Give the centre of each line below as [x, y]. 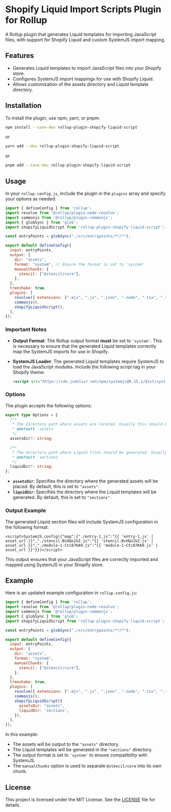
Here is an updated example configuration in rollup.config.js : [71, 593]
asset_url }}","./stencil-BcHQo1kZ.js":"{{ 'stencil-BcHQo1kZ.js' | [79, 541]
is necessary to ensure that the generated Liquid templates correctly [84, 346]
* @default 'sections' [36, 457]
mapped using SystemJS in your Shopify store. [54, 565]
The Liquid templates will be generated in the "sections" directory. [82, 750]
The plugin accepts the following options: [49, 405]
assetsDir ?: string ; [32, 439]
